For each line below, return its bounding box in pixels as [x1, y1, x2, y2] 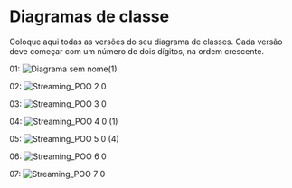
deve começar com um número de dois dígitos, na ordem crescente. [9, 45, 265, 56]
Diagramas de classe [9, 6, 170, 27]
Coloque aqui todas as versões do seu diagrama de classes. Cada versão [9, 36, 283, 47]
